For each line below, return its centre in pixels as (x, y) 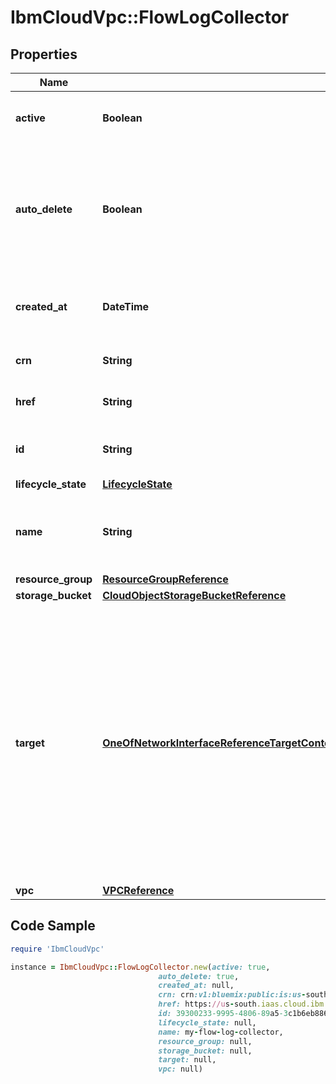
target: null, (187, 1060)
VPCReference (138, 890)
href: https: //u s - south (207, 1004)
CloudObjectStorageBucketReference (194, 595)
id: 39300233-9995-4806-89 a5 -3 (223, 1014)
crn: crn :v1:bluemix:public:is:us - (232, 995)
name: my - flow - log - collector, (221, 1032)
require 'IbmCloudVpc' (57, 949)
